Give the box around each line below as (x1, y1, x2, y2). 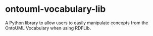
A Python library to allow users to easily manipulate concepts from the (5, 20, 149, 26)
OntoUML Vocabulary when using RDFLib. (5, 25, 91, 31)
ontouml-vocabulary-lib (5, 3, 106, 15)
